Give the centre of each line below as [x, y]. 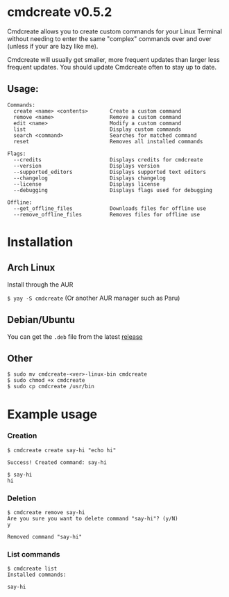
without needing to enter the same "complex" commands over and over [109, 38]
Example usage [52, 414]
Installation [40, 242]
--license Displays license [86, 184]
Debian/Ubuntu [41, 320]
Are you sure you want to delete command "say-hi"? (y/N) [93, 519]
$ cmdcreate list [32, 569]
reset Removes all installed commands [108, 141]
